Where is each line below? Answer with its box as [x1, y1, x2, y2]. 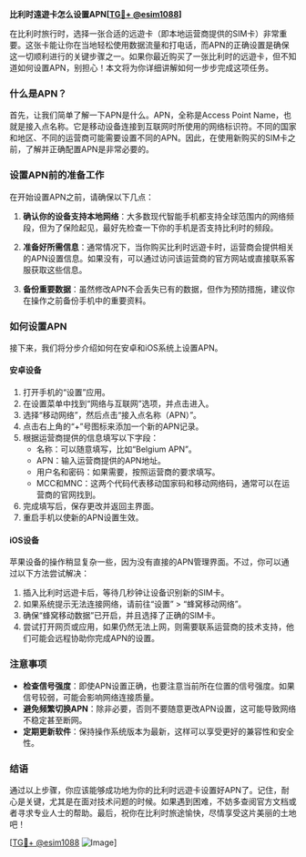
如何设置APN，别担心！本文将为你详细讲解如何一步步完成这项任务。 [16, 63, 274, 73]
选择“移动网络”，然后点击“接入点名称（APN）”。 [22, 410, 202, 421]
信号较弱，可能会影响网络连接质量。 [22, 691, 159, 702]
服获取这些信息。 [22, 264, 87, 275]
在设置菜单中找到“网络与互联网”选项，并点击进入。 [22, 398, 214, 409]
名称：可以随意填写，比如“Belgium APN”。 [36, 444, 198, 454]
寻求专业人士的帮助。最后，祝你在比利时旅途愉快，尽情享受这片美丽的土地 [16, 807, 297, 818]
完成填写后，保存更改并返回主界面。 [22, 501, 159, 512]
